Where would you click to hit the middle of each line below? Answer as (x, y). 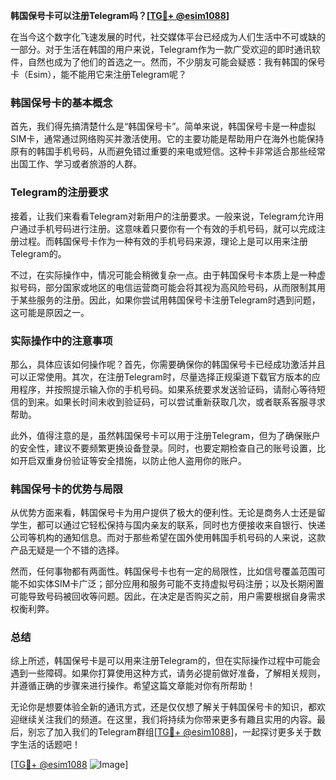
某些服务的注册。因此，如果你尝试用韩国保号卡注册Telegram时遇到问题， (169, 300)
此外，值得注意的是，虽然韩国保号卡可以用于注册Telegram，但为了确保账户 (165, 435)
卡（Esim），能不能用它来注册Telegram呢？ (99, 74)
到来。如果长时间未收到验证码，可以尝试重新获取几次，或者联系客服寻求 (176, 401)
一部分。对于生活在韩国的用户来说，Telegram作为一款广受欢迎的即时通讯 (161, 49)
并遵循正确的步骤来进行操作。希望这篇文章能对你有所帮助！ (133, 686)
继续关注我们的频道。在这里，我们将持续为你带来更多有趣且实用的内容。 (167, 720)
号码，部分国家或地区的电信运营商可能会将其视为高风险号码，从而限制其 (167, 287)
